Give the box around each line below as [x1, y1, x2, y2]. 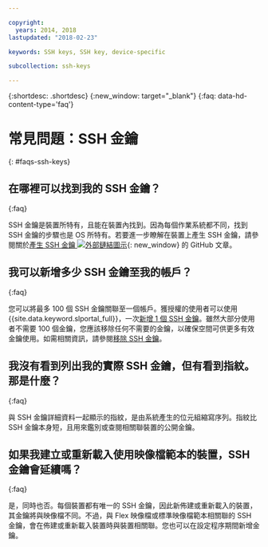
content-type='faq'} [8, 100, 74, 109]
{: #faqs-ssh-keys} [8, 157, 71, 167]
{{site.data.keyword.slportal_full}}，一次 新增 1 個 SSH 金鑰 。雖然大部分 [8, 313, 242, 323]
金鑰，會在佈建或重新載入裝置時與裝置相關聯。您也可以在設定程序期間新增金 [8, 521, 260, 530]
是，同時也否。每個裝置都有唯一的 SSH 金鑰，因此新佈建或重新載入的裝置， [8, 501, 258, 510]
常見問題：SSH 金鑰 [8, 130, 139, 148]
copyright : [8, 18, 45, 26]
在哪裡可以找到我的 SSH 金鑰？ [8, 182, 161, 195]
